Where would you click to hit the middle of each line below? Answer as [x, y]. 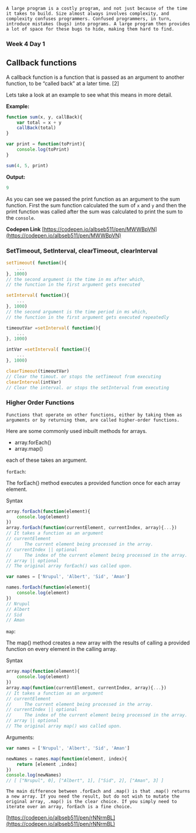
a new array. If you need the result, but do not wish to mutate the [93, 796]
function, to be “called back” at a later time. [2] [62, 83]
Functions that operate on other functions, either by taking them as [94, 415]
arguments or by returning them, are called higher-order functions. [93, 420]
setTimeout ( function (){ [36, 263]
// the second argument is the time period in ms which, [77, 312]
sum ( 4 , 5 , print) [27, 166]
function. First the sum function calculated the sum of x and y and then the [96, 205]
